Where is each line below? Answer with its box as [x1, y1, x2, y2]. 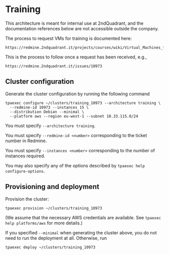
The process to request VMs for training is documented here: [5, 35, 132, 41]
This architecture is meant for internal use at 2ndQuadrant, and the [5, 20, 144, 26]
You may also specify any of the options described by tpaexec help [5, 162, 145, 168]
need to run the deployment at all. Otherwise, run [5, 235, 107, 241]
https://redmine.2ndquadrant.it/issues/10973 [5, 63, 102, 69]
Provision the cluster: [5, 196, 49, 202]
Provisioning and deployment [5, 182, 100, 191]
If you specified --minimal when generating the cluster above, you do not [5, 229, 157, 235]
